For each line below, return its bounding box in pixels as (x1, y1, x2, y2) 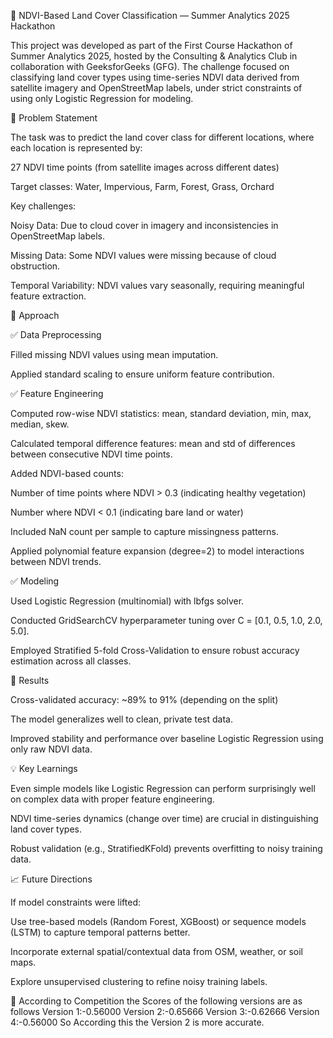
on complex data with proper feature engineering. (10, 793, 215, 805)
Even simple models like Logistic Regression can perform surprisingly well (10, 783, 316, 794)
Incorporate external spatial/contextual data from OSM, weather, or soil (10, 946, 303, 957)
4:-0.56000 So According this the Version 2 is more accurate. (10, 1016, 265, 1028)
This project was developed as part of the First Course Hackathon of (10, 40, 293, 51)
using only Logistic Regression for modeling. (10, 93, 194, 104)
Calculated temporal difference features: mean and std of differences (10, 438, 296, 449)
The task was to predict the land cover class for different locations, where (10, 131, 315, 143)
